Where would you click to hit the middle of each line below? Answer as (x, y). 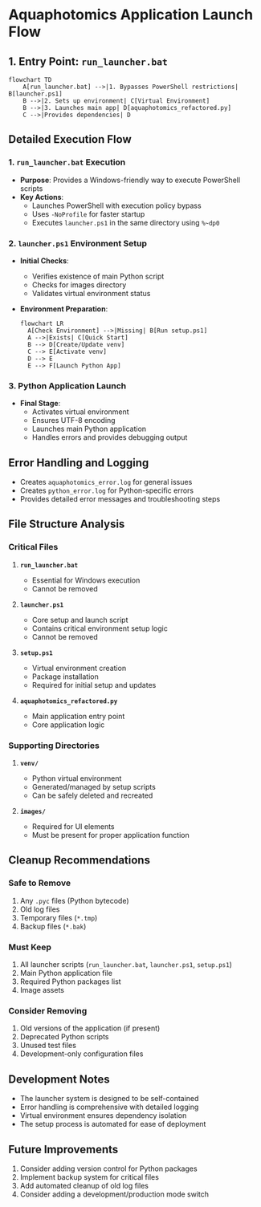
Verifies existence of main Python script (98, 276)
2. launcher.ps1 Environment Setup (77, 243)
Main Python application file (66, 973)
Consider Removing (48, 1010)
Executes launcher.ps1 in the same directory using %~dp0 (126, 222)
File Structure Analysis (67, 524)
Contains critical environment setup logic (100, 628)
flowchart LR (42, 323)
